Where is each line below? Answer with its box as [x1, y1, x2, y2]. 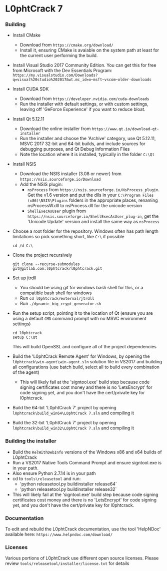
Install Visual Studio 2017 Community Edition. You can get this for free [12, 62, 156, 68]
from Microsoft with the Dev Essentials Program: [12, 68, 112, 74]
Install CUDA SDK [12, 86, 49, 92]
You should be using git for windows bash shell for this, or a [19, 285, 143, 291]
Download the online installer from [19, 126, 91, 132]
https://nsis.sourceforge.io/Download [19, 177, 101, 182]
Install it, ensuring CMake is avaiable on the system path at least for [19, 47, 159, 53]
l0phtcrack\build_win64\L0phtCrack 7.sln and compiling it [12, 410, 134, 416]
